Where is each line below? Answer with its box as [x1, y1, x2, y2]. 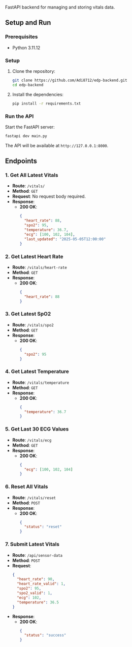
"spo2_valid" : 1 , [17, 591, 53, 595]
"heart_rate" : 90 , [17, 577, 55, 582]
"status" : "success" [24, 633, 66, 638]
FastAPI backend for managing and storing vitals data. [5, 4, 115, 10]
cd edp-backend [12, 82, 44, 87]
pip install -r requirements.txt [12, 101, 81, 106]
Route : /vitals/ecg [12, 437, 52, 443]
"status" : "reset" [24, 525, 62, 530]
